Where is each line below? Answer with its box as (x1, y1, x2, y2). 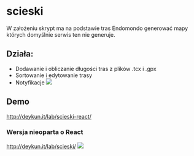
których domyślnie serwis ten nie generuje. (6, 31, 115, 38)
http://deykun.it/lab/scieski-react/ (6, 113, 92, 120)
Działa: (6, 49, 34, 59)
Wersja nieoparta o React (6, 128, 83, 136)
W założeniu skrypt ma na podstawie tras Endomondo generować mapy (6, 24, 188, 32)
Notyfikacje (15, 78, 45, 86)
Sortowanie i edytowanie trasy (15, 72, 93, 79)
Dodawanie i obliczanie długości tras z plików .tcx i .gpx (15, 65, 157, 72)
